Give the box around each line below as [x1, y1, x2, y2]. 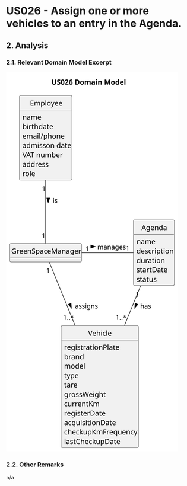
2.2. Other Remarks [6, 461, 64, 469]
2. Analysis [6, 40, 49, 50]
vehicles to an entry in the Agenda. [6, 17, 182, 30]
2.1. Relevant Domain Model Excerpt [6, 58, 112, 66]
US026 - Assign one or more [6, 4, 150, 18]
